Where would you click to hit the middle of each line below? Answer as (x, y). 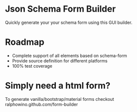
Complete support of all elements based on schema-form (69, 56)
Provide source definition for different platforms (60, 61)
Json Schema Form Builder (60, 9)
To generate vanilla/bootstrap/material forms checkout (60, 99)
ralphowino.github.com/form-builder (42, 104)
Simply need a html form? (58, 86)
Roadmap (25, 42)
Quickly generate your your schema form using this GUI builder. (69, 22)
